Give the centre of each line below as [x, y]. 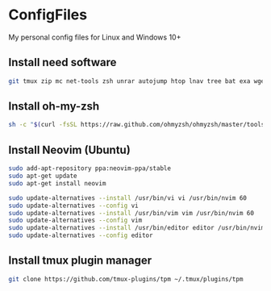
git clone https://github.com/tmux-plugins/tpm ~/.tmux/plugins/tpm [126, 279]
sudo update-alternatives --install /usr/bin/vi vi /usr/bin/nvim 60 [128, 198]
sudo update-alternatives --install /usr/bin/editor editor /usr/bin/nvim [137, 228]
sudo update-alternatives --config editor [81, 235]
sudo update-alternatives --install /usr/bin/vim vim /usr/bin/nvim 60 [131, 213]
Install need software [63, 62]
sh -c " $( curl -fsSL [43, 125]
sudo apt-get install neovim [57, 183]
